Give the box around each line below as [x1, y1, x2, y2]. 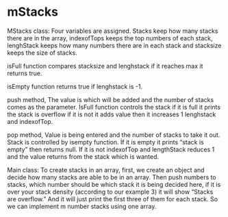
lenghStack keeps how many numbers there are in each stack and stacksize [7, 41, 222, 49]
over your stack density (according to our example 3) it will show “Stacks [7, 188, 214, 196]
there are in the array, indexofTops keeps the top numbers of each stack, [7, 34, 213, 42]
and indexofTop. [7, 117, 53, 125]
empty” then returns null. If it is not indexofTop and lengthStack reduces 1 [7, 145, 215, 153]
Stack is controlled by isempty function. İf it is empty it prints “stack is [7, 138, 204, 146]
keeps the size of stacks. [7, 49, 77, 57]
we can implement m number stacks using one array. [7, 202, 157, 210]
